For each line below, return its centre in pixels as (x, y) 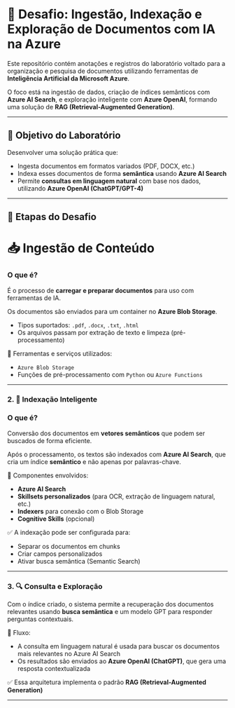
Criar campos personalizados (60, 554)
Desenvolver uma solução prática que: (63, 152)
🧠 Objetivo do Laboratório (64, 136)
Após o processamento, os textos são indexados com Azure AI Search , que (116, 454)
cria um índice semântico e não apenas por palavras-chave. (94, 461)
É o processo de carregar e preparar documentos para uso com (101, 290)
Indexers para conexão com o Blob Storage (80, 511)
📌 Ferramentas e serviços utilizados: (60, 353)
